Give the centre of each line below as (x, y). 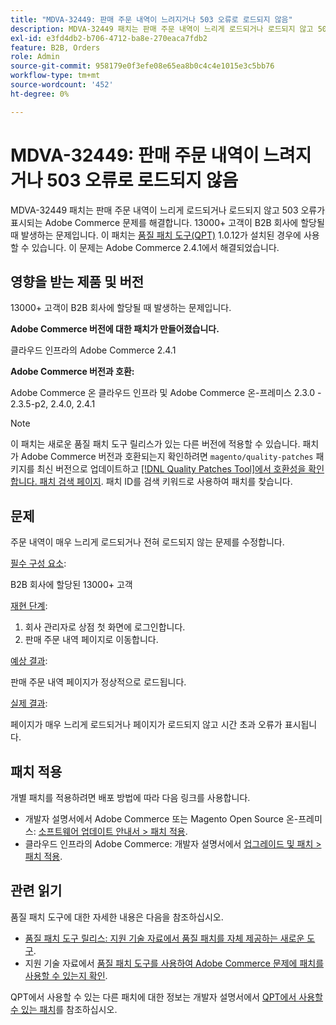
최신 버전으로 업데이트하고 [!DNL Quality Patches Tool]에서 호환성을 (171, 469)
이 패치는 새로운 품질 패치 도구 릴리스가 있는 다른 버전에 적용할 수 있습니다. (155, 444)
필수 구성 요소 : (38, 563)
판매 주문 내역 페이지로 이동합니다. (91, 640)
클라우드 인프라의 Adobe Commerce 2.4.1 (93, 350)
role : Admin (35, 57)
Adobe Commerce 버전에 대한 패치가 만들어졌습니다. (115, 329)
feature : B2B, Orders (55, 47)
